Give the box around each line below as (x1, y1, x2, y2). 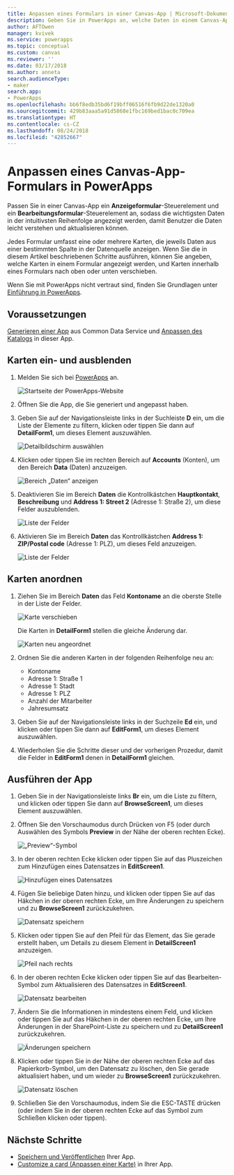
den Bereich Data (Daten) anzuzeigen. (17, 462, 127, 472)
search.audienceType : (7, 75, 70, 82)
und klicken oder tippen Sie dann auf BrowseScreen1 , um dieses (17, 799, 203, 808)
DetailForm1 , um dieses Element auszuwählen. (17, 428, 152, 437)
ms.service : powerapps (7, 36, 73, 43)
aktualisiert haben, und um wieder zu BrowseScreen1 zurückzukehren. (17, 1072, 221, 1080)
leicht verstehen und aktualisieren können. (7, 224, 129, 233)
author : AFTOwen (7, 23, 54, 30)
